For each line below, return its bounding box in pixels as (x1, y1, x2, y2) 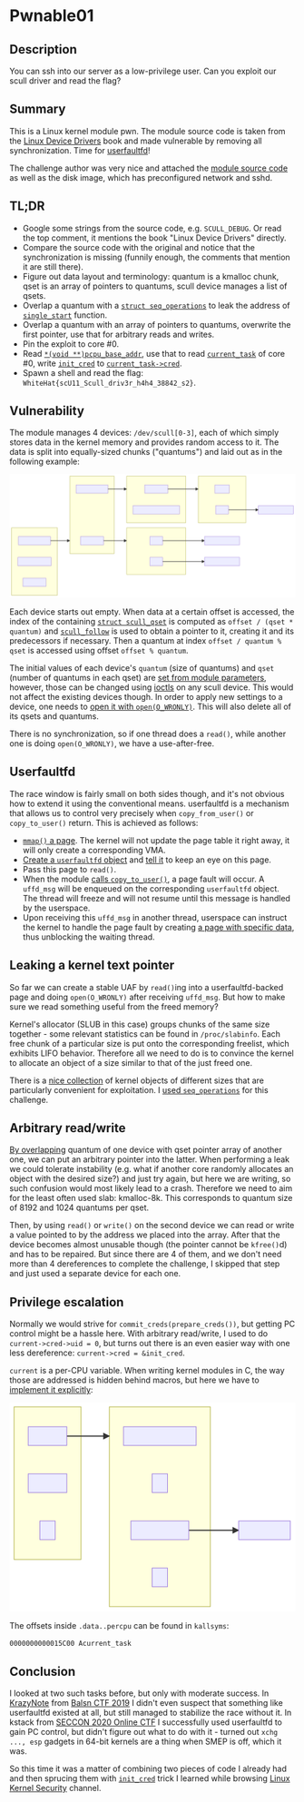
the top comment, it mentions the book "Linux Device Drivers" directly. (22, 232, 288, 243)
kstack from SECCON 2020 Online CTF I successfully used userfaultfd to (9, 1717, 283, 1728)
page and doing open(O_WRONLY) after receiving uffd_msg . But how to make (9, 991, 286, 1002)
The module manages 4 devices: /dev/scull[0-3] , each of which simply (9, 428, 279, 438)
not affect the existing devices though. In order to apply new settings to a (9, 692, 283, 702)
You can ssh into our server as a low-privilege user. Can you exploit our (9, 65, 277, 76)
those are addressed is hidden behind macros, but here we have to (9, 1374, 260, 1385)
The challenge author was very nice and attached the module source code (9, 162, 289, 173)
